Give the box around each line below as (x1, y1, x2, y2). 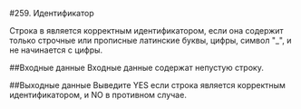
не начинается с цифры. (9, 45, 103, 55)
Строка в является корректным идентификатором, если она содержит (9, 25, 284, 35)
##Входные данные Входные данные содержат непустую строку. (9, 63, 265, 73)
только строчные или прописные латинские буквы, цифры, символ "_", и (9, 35, 292, 45)
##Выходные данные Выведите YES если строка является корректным (9, 80, 286, 90)
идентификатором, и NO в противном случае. (9, 90, 188, 100)
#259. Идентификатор (9, 8, 94, 18)
